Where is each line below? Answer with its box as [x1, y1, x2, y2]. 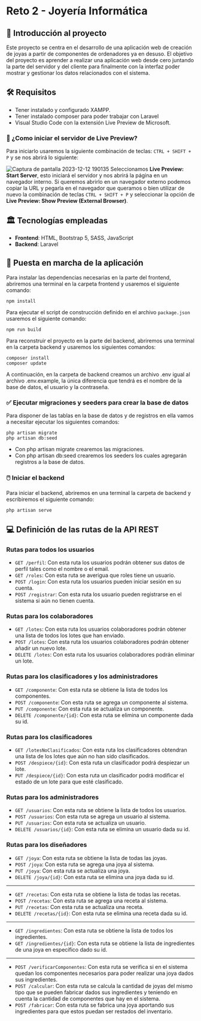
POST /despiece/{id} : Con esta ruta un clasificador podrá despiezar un [14, 759, 190, 766]
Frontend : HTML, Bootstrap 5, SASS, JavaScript [14, 234, 133, 241]
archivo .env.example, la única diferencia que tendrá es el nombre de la [6, 377, 182, 384]
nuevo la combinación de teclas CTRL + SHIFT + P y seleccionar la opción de [6, 191, 195, 198]
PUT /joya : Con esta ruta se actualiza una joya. [14, 867, 130, 874]
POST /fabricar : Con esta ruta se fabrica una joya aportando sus [14, 1001, 175, 1008]
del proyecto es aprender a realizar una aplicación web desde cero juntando [6, 57, 194, 63]
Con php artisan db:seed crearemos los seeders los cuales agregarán [14, 452, 187, 459]
